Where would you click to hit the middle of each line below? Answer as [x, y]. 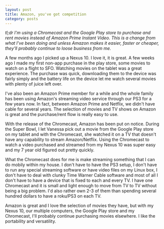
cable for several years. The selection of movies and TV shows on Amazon [81, 109]
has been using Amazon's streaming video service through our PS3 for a [78, 99]
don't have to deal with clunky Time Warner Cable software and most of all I [82, 175]
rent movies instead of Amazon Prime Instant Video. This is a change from [80, 38]
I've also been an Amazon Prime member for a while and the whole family [79, 93]
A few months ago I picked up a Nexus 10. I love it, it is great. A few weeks [80, 58]
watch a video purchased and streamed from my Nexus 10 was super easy [80, 145]
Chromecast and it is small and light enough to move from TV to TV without [81, 186]
